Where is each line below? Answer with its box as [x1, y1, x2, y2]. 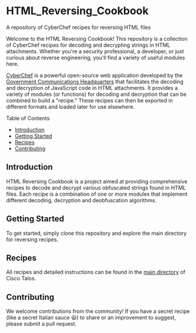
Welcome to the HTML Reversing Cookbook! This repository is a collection [6, 35, 188, 42]
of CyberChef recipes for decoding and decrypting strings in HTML [6, 41, 171, 49]
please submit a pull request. [6, 321, 77, 328]
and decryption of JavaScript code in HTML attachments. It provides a [6, 84, 178, 91]
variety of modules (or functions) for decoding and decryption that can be [6, 90, 187, 98]
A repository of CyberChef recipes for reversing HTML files [6, 24, 151, 31]
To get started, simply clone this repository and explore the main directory [6, 229, 187, 237]
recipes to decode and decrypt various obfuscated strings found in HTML [6, 184, 187, 191]
